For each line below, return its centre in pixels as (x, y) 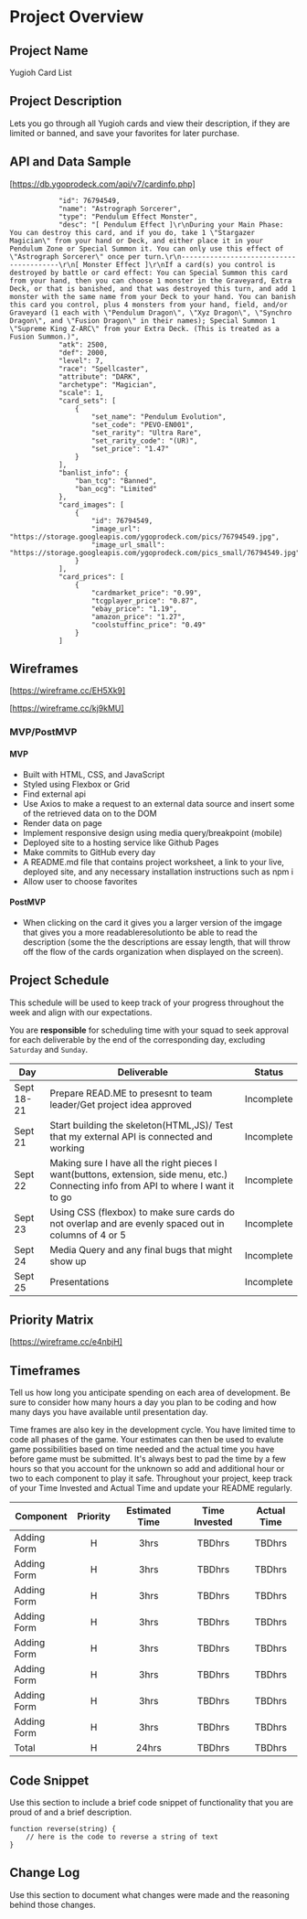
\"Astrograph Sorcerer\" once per (75, 257)
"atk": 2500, (83, 345)
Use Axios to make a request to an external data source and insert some (159, 803)
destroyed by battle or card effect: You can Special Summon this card (148, 273)
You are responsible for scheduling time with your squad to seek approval (149, 1030)
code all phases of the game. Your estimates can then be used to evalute (147, 1440)
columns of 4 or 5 (88, 1235)
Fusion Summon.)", (44, 337)
